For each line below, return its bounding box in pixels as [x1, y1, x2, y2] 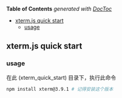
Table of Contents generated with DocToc [6, 5, 112, 12]
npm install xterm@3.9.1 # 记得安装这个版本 [6, 86, 114, 92]
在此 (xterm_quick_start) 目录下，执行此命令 [6, 74, 117, 81]
